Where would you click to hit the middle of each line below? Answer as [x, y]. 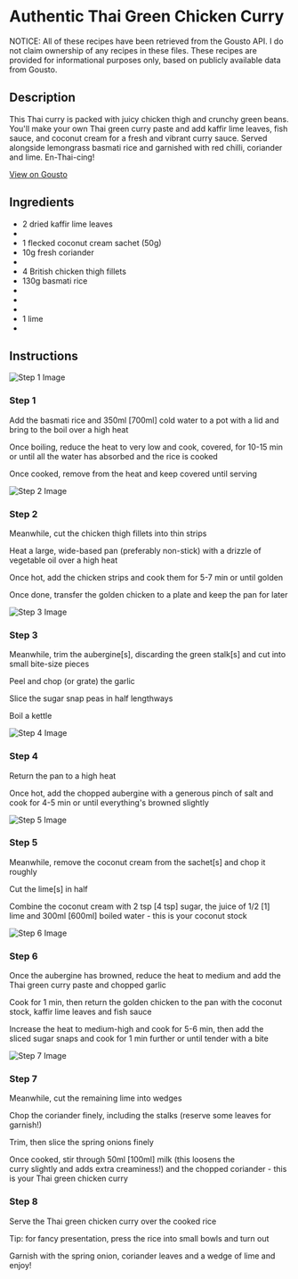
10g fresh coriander [58, 252]
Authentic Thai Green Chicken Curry [147, 17]
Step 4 [24, 756]
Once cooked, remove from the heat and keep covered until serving [133, 474]
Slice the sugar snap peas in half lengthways [91, 698]
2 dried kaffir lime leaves [67, 224]
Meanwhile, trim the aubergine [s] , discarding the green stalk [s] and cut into [148, 655]
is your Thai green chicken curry [69, 1178]
